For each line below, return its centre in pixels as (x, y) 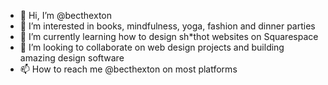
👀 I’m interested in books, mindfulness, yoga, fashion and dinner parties (167, 26)
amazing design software (72, 58)
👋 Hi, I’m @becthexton (65, 15)
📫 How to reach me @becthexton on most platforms (128, 69)
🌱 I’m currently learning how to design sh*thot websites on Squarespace (169, 36)
